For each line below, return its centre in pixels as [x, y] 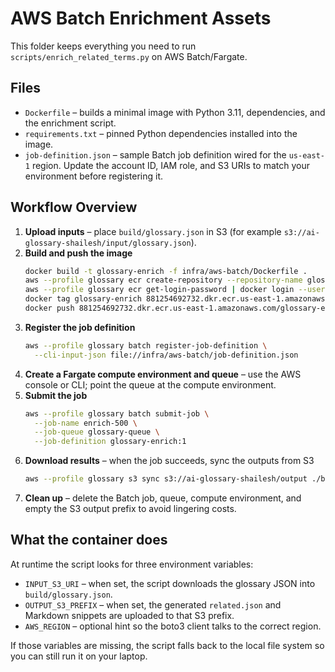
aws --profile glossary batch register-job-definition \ [146, 345]
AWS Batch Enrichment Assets [141, 18]
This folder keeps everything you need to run [103, 46]
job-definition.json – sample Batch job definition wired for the [155, 154]
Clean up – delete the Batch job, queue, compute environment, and [163, 498]
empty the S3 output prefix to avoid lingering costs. [130, 509]
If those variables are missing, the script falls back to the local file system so [167, 645]
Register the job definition [80, 327]
